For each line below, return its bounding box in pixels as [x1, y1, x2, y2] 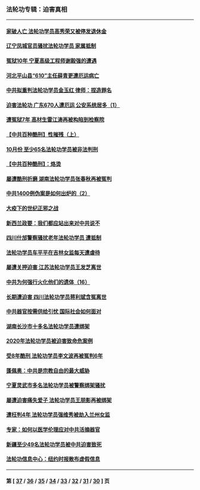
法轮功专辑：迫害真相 [6, 5, 67, 13]
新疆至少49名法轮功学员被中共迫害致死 [6, 441, 102, 448]
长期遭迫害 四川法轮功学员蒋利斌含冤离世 [6, 293, 107, 300]
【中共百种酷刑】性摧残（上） [6, 131, 79, 138]
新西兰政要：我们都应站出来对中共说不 [6, 219, 100, 227]
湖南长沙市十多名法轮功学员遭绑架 [6, 322, 90, 330]
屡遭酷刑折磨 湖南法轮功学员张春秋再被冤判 [6, 175, 112, 182]
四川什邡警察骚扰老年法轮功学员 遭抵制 [6, 234, 102, 241]
